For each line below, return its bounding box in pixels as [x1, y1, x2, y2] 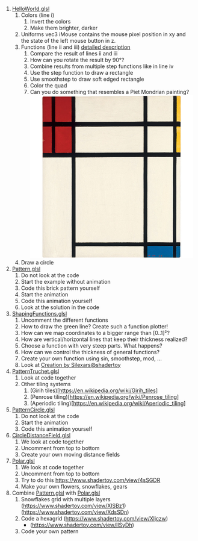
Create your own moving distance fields [20, 451, 120, 458]
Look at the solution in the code [20, 304, 99, 311]
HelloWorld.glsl [11, 5, 50, 12]
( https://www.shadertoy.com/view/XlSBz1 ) [20, 502, 126, 509]
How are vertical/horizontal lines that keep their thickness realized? [20, 336, 188, 343]
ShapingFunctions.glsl [11, 310, 67, 317]
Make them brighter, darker [29, 24, 98, 31]
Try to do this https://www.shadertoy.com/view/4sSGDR [20, 476, 161, 484]
